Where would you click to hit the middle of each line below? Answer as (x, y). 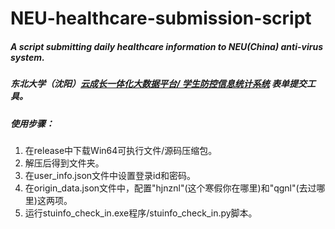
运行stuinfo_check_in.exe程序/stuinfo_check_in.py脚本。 (141, 213)
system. (27, 57)
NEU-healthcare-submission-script (161, 18)
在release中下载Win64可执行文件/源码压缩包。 (121, 150)
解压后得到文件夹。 (64, 163)
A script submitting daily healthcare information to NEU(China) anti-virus (166, 46)
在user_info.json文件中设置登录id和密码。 (110, 175)
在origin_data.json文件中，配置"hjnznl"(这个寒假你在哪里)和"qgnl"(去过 (170, 188)
